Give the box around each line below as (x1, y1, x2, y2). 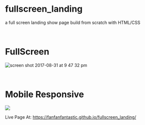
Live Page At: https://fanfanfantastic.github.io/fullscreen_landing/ (5, 114, 137, 120)
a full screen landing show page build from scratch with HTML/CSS (5, 20, 141, 25)
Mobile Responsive (5, 89, 84, 100)
